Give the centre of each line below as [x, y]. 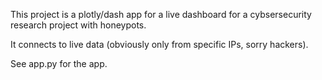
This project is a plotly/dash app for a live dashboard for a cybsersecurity [161, 14]
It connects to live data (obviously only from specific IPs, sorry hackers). [159, 44]
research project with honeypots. [78, 25]
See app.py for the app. [59, 63]
